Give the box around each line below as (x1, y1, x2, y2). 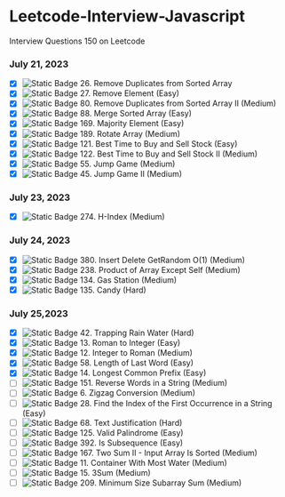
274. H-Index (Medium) (79, 212, 166, 222)
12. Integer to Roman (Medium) (79, 348, 194, 358)
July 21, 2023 (9, 58, 69, 70)
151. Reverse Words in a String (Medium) (79, 378, 228, 389)
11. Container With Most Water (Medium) (79, 457, 228, 468)
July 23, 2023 (9, 191, 71, 204)
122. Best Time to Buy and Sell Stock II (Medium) (79, 148, 258, 159)
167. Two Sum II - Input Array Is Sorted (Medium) (79, 447, 257, 458)
